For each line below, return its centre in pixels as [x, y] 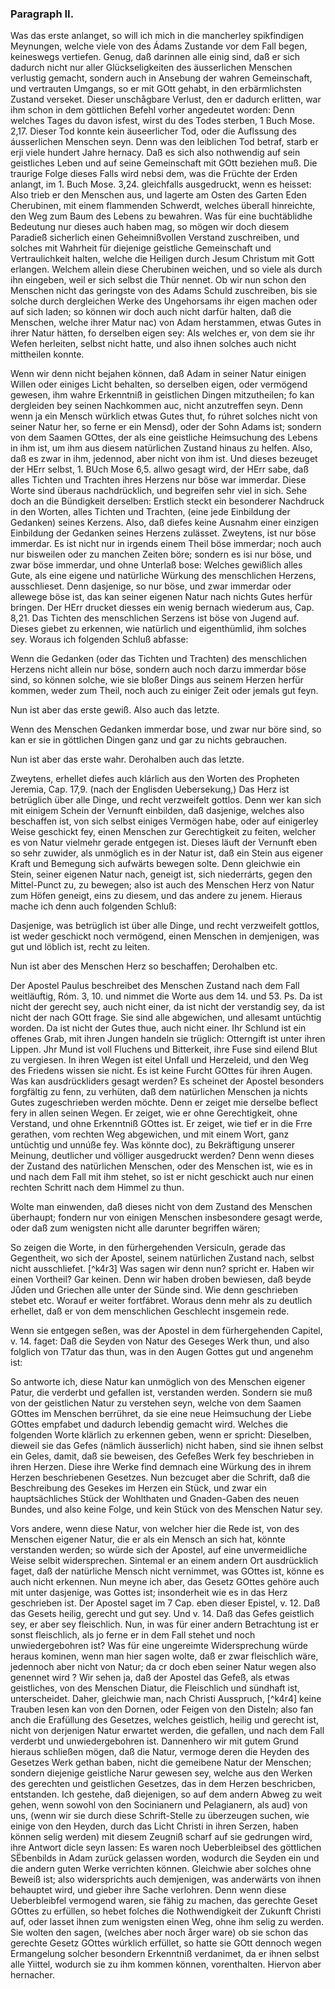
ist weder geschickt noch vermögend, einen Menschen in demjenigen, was [165, 936]
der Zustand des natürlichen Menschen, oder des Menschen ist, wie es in [161, 1166]
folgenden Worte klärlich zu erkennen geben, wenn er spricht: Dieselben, [161, 1435]
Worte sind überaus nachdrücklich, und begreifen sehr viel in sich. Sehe [159, 491]
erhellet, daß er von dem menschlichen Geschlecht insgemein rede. [150, 1311]
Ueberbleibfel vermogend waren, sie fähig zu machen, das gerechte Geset [164, 1901]
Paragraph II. [42, 14]
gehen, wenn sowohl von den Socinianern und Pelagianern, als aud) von [159, 1805]
